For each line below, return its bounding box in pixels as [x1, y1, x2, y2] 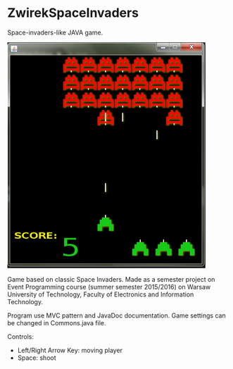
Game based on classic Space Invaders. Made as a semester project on [7, 275, 215, 283]
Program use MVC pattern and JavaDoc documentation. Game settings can [7, 311, 227, 320]
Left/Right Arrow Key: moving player [17, 346, 123, 354]
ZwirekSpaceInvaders [7, 5, 139, 21]
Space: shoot [17, 354, 56, 362]
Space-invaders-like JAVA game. [7, 28, 103, 37]
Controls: [7, 332, 34, 341]
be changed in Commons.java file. [7, 318, 106, 327]
